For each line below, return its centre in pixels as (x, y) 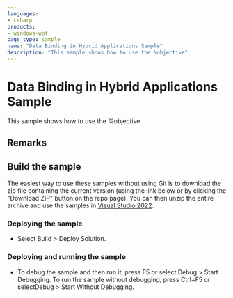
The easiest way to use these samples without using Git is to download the (114, 183)
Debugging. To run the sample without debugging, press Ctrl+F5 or (114, 279)
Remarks (27, 143)
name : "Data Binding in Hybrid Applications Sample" (85, 46)
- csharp (20, 20)
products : (22, 26)
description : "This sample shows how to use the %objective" (98, 53)
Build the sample (44, 167)
